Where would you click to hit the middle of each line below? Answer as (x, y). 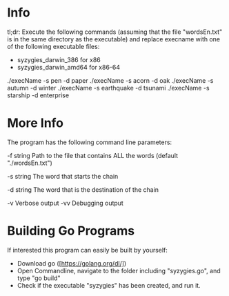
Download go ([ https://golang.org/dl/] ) (72, 263)
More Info (36, 123)
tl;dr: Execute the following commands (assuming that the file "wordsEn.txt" (115, 32)
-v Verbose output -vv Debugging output (66, 203)
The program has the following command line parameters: (90, 142)
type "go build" (39, 278)
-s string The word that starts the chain (63, 176)
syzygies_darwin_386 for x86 (59, 59)
